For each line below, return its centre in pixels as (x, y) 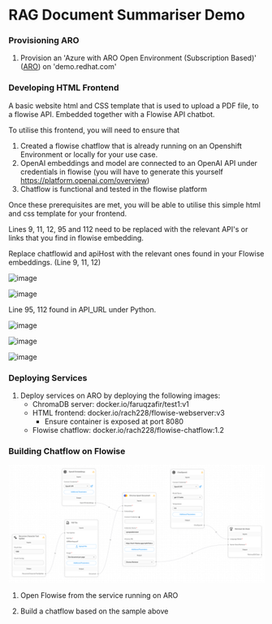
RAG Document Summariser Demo (127, 15)
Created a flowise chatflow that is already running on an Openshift (131, 146)
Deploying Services (48, 377)
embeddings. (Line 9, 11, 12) (55, 262)
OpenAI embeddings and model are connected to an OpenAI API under (139, 163)
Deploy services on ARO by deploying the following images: (120, 395)
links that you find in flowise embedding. (76, 238)
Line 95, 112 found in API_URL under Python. (82, 309)
